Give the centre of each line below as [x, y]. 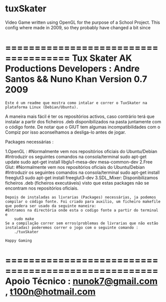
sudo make [24, 219]
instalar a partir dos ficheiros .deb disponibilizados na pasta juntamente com [83, 121]
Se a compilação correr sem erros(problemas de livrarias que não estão [82, 223]
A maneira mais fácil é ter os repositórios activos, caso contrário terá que [80, 116]
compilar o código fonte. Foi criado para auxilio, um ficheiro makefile [83, 201]
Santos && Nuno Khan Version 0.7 [76, 79]
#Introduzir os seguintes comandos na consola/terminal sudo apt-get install [83, 172]
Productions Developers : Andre [72, 69]
